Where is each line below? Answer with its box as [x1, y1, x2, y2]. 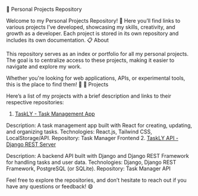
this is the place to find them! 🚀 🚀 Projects [6, 81, 109, 88]
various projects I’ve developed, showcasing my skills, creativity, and [6, 24, 175, 30]
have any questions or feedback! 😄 [6, 183, 93, 190]
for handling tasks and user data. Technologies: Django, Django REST [6, 158, 177, 166]
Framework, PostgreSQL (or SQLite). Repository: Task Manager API [6, 165, 171, 172]
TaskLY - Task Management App [14, 110, 95, 117]
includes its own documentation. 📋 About [6, 36, 109, 43]
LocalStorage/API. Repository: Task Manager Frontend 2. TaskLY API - [6, 135, 178, 141]
